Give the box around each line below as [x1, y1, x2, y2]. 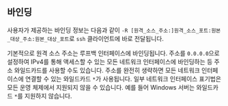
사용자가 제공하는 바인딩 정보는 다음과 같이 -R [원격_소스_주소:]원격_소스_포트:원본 [7, 26, 221, 34]
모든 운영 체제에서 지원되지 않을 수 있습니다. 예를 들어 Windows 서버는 [7, 83, 195, 91]
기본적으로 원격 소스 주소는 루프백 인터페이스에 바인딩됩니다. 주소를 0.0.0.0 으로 [7, 49, 220, 57]
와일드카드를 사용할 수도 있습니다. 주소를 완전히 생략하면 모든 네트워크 [14, 66, 200, 74]
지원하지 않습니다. [24, 92, 72, 100]
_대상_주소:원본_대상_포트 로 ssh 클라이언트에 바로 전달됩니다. [7, 34, 164, 42]
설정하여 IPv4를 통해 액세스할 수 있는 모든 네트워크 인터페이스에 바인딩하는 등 [7, 57, 213, 66]
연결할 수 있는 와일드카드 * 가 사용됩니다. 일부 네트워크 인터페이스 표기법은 [25, 75, 222, 83]
